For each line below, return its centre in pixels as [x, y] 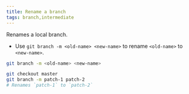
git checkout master [32, 74]
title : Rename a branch [36, 12]
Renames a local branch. [37, 34]
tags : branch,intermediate [40, 17]
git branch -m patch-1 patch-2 [46, 80]
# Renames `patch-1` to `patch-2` [50, 85]
